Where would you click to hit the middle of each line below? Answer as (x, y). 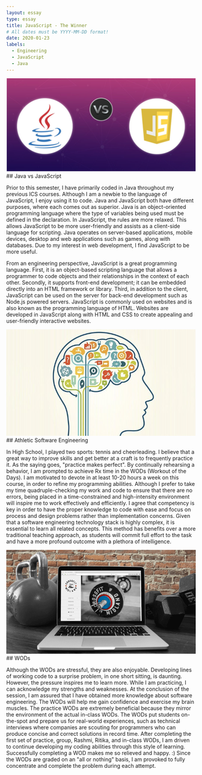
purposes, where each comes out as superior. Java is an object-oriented (96, 207)
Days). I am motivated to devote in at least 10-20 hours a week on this (93, 478)
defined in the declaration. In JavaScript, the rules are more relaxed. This (96, 219)
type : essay (21, 19)
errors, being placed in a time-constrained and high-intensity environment (98, 497)
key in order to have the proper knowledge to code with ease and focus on (99, 509)
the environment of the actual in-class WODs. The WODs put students (93, 715)
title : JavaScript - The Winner (47, 25)
